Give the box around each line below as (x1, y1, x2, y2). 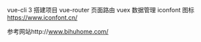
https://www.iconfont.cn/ (7, 14, 78, 22)
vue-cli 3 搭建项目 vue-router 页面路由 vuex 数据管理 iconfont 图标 (7, 6, 195, 14)
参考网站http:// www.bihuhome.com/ (7, 28, 109, 35)
